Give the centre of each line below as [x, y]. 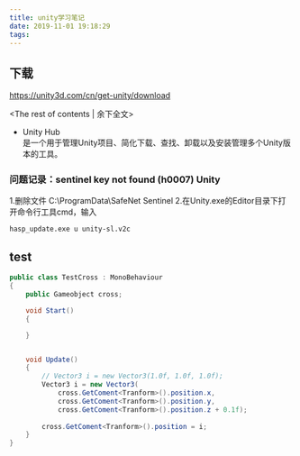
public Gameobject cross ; [74, 295]
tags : [19, 34]
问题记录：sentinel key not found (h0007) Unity [115, 179]
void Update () [52, 360]
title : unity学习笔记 [47, 18]
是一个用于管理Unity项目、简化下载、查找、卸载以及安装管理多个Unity [153, 143]
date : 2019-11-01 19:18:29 [60, 26]
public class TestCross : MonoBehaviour [86, 278]
